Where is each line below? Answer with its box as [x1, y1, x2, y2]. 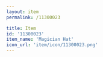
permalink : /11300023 [6, 14, 61, 20]
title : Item [6, 25, 36, 31]
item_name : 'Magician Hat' [6, 37, 74, 43]
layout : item [6, 8, 39, 15]
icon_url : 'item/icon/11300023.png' [6, 42, 98, 48]
